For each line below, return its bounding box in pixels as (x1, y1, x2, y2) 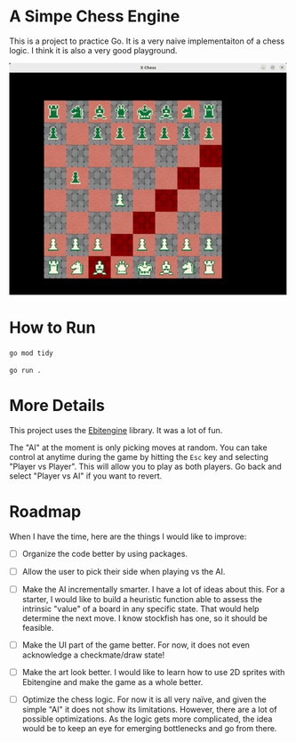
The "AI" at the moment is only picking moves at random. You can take (9, 442, 268, 453)
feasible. (21, 622, 54, 633)
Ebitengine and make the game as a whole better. (21, 677, 204, 688)
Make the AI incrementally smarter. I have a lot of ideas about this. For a (21, 584, 285, 594)
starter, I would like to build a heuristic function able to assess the (21, 593, 262, 604)
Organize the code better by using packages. (21, 548, 188, 559)
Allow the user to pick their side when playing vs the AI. (21, 566, 226, 577)
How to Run (9, 318, 96, 338)
